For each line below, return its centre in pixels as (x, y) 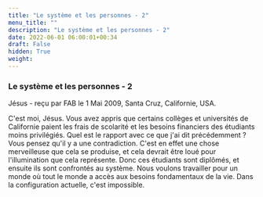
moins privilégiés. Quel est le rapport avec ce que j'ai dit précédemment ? (127, 135)
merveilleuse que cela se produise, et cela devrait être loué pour (112, 152)
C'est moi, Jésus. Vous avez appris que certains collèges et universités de (128, 119)
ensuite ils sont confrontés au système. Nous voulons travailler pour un (123, 168)
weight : (21, 59)
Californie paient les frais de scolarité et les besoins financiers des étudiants (131, 127)
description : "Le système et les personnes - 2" (89, 30)
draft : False (29, 45)
